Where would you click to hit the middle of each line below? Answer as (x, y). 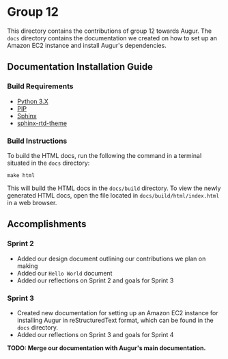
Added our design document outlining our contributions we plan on (111, 258)
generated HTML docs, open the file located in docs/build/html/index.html (113, 195)
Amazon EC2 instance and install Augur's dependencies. (87, 45)
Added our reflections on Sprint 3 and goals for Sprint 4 (95, 334)
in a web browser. (32, 202)
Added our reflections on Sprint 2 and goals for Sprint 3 (95, 280)
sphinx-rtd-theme (42, 123)
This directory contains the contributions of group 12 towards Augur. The (110, 31)
